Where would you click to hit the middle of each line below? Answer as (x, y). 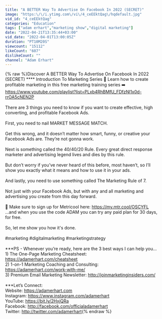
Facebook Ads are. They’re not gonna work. (50, 139)
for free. (13, 218)
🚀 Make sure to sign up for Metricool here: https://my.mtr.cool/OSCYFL (77, 207)
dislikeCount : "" (23, 55)
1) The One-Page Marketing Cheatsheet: (46, 254)
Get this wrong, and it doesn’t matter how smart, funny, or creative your (78, 134)
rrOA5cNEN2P (20, 97)
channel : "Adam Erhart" (30, 60)
